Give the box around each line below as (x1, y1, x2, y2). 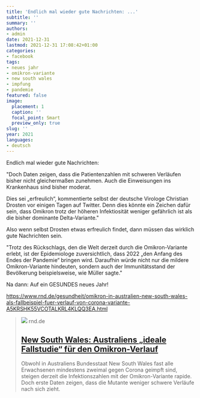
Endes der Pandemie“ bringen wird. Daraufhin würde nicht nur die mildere (6, 256, 189, 264)
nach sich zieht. (20, 385, 61, 393)
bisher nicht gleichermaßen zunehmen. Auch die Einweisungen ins (6, 177, 171, 184)
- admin (6, 31, 26, 37)
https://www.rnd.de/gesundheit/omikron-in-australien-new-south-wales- (6, 292, 188, 300)
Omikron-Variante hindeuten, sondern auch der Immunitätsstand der (6, 263, 175, 270)
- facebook (6, 53, 34, 59)
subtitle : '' (6, 14, 39, 20)
